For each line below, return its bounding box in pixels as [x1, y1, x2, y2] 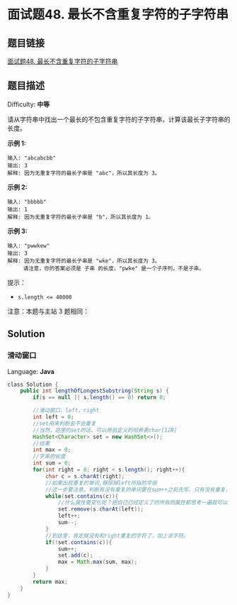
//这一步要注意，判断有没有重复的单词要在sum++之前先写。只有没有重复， [45, 486, 231, 493]
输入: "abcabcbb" [7, 154, 57, 162]
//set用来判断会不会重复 [33, 420, 97, 427]
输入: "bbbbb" [7, 198, 47, 206]
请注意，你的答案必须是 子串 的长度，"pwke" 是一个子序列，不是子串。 [23, 265, 205, 272]
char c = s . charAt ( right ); [45, 472, 125, 479]
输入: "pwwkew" [7, 242, 50, 249]
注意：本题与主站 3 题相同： [7, 306, 90, 316]
